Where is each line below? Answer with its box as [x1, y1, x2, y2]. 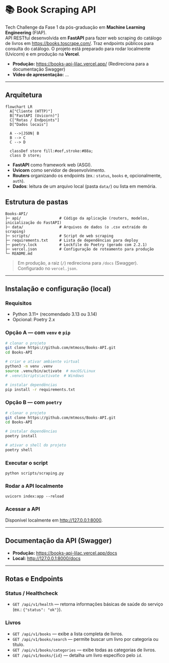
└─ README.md [5, 251, 33, 256]
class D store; [10, 152, 42, 158]
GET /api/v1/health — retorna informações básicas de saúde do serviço [12, 601, 163, 607]
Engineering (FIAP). [5, 29, 47, 35]
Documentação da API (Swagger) [5, 536, 112, 545]
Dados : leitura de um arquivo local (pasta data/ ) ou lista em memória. [12, 183, 157, 189]
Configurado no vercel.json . [17, 265, 78, 271]
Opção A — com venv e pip [5, 329, 71, 336]
